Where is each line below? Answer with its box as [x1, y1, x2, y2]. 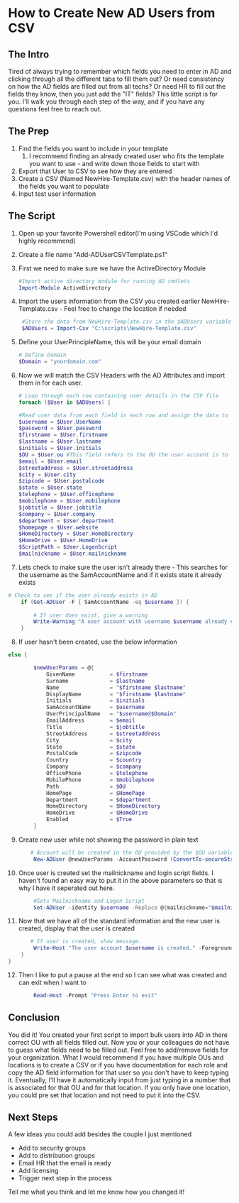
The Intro [8, 48, 50, 60]
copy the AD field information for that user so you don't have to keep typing [8, 1068, 229, 1077]
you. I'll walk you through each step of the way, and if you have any [8, 97, 205, 106]
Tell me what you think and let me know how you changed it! [8, 1187, 185, 1197]
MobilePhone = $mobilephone [45, 776, 155, 784]
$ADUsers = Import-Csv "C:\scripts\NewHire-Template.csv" [21, 325, 197, 332]
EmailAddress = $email [45, 717, 135, 724]
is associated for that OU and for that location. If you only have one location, [8, 1083, 231, 1092]
